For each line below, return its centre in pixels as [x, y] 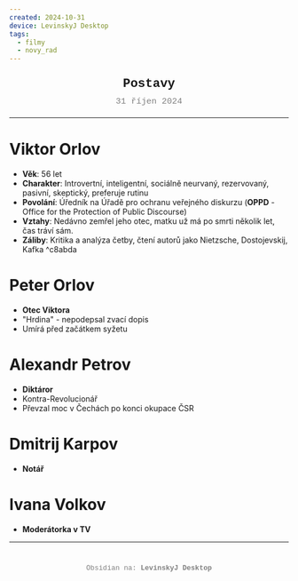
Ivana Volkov [58, 505]
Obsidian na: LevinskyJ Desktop [149, 568]
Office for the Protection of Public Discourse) [105, 212]
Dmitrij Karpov [64, 444]
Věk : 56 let [42, 174]
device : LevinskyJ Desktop [59, 26]
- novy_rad [37, 51]
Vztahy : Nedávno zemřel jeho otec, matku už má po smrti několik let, [148, 221]
